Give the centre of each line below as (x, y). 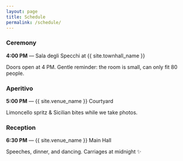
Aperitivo (20, 88)
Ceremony (21, 43)
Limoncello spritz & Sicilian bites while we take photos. (72, 112)
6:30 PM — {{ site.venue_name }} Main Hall (59, 141)
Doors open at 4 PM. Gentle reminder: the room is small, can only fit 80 (92, 67)
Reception (21, 128)
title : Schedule (26, 17)
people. (15, 73)
